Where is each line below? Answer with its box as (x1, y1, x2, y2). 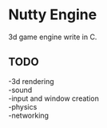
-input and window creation (8, 94, 100, 103)
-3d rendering (8, 76, 54, 86)
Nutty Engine (8, 6, 97, 24)
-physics (8, 102, 38, 111)
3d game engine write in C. (8, 32, 97, 42)
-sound (8, 85, 33, 94)
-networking (8, 110, 50, 120)
